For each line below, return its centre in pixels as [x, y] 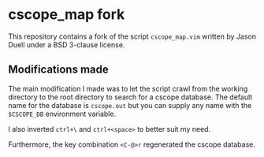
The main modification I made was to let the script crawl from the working [128, 88]
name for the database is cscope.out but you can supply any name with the [130, 105]
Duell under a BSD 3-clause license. [67, 44]
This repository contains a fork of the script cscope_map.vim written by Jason [132, 36]
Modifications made [58, 70]
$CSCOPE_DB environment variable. [62, 114]
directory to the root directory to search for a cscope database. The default [130, 97]
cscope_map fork [67, 15]
